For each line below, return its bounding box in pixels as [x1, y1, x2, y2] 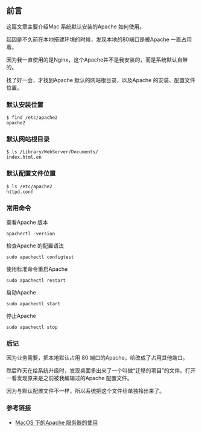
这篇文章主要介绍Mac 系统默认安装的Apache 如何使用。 [6, 23, 145, 30]
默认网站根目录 [6, 135, 50, 144]
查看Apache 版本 [6, 219, 48, 226]
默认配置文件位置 [6, 170, 56, 178]
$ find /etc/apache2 [6, 115, 58, 121]
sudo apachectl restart [6, 278, 66, 284]
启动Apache [6, 289, 36, 296]
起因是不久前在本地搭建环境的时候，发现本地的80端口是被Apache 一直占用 [6, 36, 192, 43]
